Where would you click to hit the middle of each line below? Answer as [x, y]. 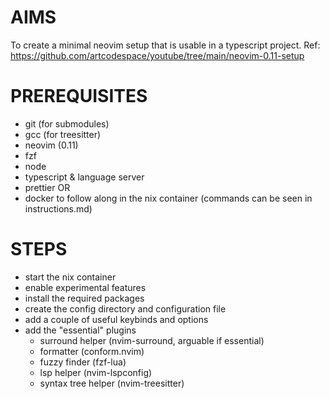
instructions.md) [58, 208]
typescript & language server [84, 177]
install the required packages [84, 298]
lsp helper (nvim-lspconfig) [96, 372]
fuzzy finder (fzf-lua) [83, 362]
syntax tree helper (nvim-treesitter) [112, 383]
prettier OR [47, 187]
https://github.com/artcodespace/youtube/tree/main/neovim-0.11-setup [157, 55]
